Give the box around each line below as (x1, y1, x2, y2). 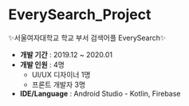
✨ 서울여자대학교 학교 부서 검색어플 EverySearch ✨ (8, 33, 166, 42)
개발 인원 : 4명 (19, 60, 65, 69)
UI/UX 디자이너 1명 (31, 69, 91, 79)
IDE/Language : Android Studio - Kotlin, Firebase (19, 88, 181, 98)
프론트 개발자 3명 (31, 80, 86, 89)
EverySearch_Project (8, 6, 152, 24)
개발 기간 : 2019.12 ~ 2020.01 (19, 49, 113, 59)
